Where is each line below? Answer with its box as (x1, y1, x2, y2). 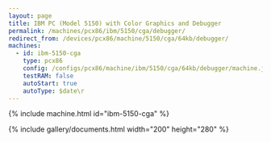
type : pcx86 (23, 57, 63, 65)
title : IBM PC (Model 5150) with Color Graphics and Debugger (8, 19, 222, 27)
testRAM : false (23, 72, 74, 80)
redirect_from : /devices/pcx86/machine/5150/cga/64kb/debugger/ (8, 34, 229, 43)
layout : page (8, 11, 52, 20)
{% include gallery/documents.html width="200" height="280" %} (8, 124, 230, 134)
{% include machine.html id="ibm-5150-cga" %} (8, 109, 169, 119)
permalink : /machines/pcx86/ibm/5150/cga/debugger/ (8, 27, 186, 35)
